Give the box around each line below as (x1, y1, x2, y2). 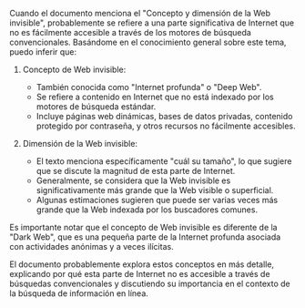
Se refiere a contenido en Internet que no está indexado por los (36, 91, 275, 102)
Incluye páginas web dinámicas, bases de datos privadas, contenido (36, 111, 293, 121)
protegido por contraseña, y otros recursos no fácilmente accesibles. (36, 120, 296, 131)
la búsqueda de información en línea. (9, 288, 148, 299)
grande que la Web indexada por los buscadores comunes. (36, 204, 258, 215)
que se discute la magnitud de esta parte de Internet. (36, 166, 236, 176)
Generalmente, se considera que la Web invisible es (36, 175, 231, 186)
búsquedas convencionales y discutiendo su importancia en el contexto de (9, 278, 290, 289)
